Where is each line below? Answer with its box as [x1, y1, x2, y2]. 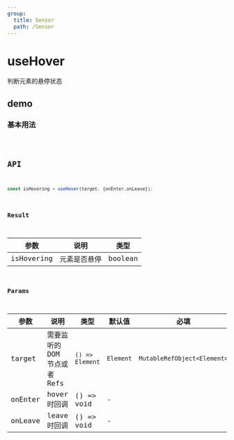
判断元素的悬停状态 [7, 77, 63, 86]
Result [7, 211, 30, 219]
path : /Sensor [13, 23, 54, 30]
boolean [108, 254, 138, 263]
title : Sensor [13, 17, 54, 24]
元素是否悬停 [59, 255, 102, 264]
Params [7, 287, 30, 295]
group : [7, 10, 26, 17]
